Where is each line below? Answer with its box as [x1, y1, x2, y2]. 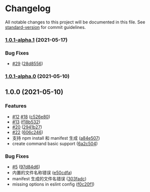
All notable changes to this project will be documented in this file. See [5, 19, 146, 25]
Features [5, 103, 27, 109]
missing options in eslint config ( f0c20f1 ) [12, 181, 95, 187]
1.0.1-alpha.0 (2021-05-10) [5, 73, 70, 80]
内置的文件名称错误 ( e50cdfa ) [12, 170, 72, 176]
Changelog [5, 3, 51, 14]
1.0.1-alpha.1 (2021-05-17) [5, 36, 68, 43]
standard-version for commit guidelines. [5, 24, 86, 30]
